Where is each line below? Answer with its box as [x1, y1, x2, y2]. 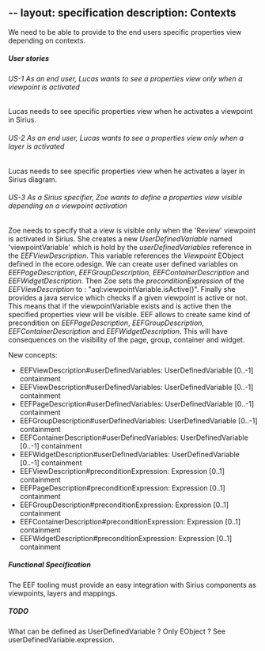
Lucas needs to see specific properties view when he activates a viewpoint [8, 107, 253, 116]
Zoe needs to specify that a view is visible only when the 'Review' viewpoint [8, 225, 256, 235]
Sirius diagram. [8, 174, 58, 184]
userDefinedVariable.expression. [8, 634, 115, 644]
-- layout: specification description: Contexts [8, 6, 237, 20]
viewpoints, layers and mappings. [8, 589, 118, 598]
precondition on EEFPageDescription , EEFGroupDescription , [8, 318, 204, 327]
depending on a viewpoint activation [8, 201, 128, 210]
